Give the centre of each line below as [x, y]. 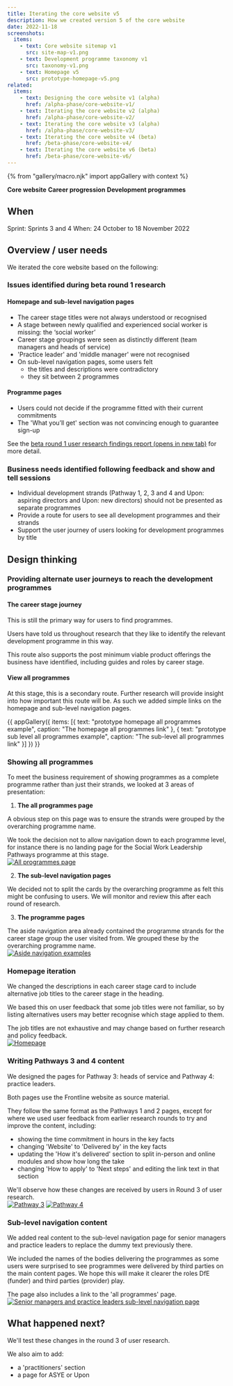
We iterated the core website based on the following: [83, 267]
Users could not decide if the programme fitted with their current [110, 408]
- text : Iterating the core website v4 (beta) [88, 137]
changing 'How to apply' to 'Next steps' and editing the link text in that [118, 1168]
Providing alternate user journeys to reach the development [110, 579]
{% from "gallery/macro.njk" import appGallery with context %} [98, 176]
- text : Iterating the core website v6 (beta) [88, 150]
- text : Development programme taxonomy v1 [84, 59]
